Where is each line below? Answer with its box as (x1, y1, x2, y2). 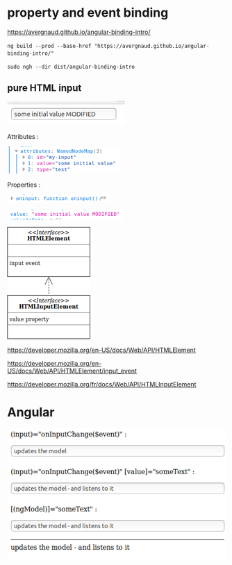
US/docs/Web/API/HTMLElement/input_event (7, 366, 138, 375)
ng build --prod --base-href (7, 42, 92, 49)
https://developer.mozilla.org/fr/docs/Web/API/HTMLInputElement (7, 380, 197, 388)
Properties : (7, 180, 41, 189)
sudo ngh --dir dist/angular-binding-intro (7, 63, 135, 70)
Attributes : (7, 132, 40, 140)
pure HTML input (7, 82, 82, 94)
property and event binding (7, 5, 169, 21)
